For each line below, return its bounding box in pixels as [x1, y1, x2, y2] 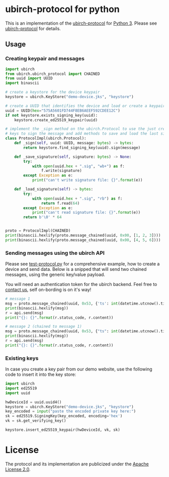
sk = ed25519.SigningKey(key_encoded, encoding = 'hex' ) [5, 414, 123, 419]
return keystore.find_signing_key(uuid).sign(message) [23, 145, 141, 150]
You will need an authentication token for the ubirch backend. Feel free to [5, 281, 157, 288]
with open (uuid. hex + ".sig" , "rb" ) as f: [32, 196, 123, 201]
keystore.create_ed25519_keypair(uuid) [14, 117, 98, 123]
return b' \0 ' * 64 [23, 215, 62, 220]
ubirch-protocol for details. [5, 25, 61, 31]
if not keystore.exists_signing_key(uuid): [5, 113, 98, 118]
